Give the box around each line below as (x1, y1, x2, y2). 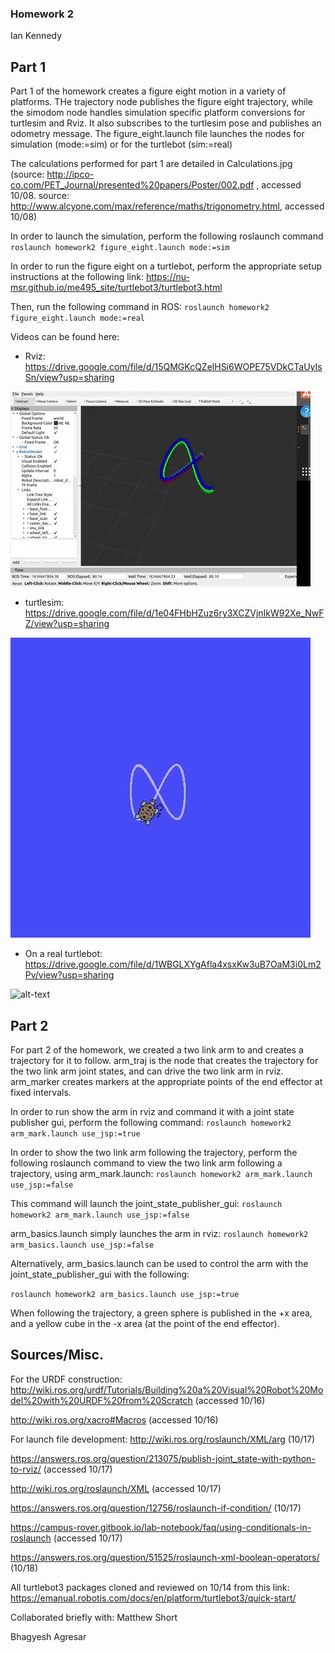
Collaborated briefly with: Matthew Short (10, 1611, 178, 1623)
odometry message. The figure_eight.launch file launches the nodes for (10, 128, 305, 140)
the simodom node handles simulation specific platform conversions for (10, 107, 306, 119)
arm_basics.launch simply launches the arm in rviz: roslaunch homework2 (10, 1227, 309, 1239)
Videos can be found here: (10, 331, 120, 343)
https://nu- (145, 271, 190, 283)
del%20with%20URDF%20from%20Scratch (10, 1394, 193, 1406)
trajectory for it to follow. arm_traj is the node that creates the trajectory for (10, 1054, 319, 1066)
